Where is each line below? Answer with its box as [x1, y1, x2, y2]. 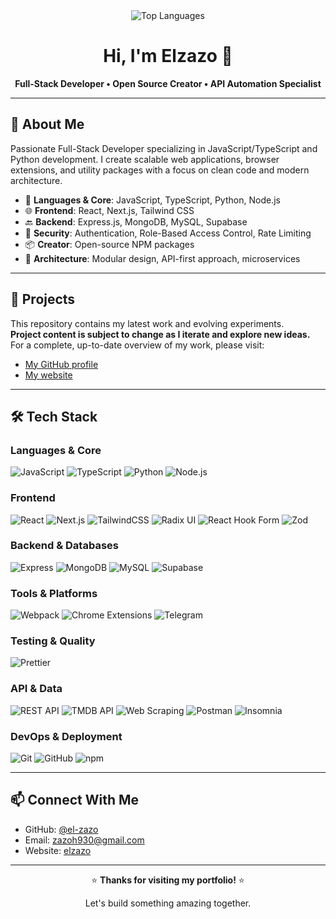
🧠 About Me [10, 116, 85, 133]
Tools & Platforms [10, 586, 98, 600]
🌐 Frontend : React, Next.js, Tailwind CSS [24, 204, 195, 216]
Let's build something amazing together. [84, 897, 252, 909]
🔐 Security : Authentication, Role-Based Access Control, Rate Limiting [24, 227, 312, 239]
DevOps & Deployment [10, 729, 123, 743]
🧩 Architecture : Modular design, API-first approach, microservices [24, 252, 301, 264]
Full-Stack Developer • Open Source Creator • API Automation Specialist [14, 77, 322, 89]
